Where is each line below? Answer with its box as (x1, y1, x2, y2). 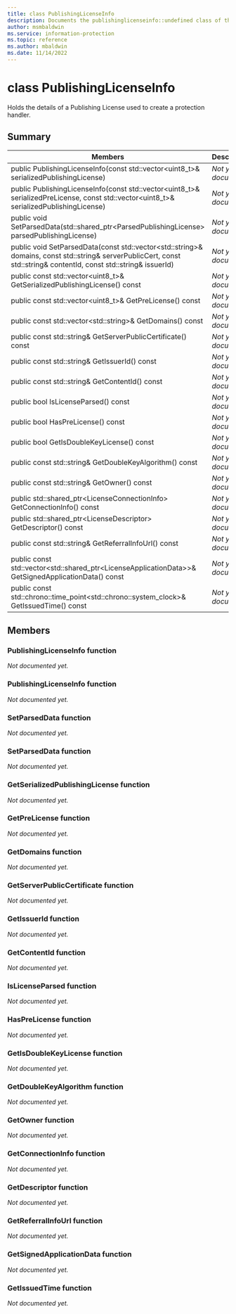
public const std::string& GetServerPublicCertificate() (11, 331, 188, 341)
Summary (7, 131, 51, 143)
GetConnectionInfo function (7, 1149, 105, 1159)
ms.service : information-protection (7, 30, 114, 37)
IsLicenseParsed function (7, 981, 97, 990)
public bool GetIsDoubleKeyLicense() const (11, 437, 155, 447)
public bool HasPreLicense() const (11, 416, 125, 426)
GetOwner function (7, 1116, 75, 1125)
